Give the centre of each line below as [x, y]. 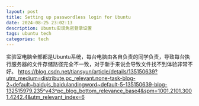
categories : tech [28, 39]
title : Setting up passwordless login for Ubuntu [69, 17]
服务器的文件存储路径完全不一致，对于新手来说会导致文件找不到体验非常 [99, 64]
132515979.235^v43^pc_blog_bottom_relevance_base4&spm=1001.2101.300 [99, 91]
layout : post [22, 12]
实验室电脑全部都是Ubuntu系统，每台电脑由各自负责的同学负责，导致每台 [96, 57]
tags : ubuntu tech [29, 34]
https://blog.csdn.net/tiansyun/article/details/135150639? [88, 71]
